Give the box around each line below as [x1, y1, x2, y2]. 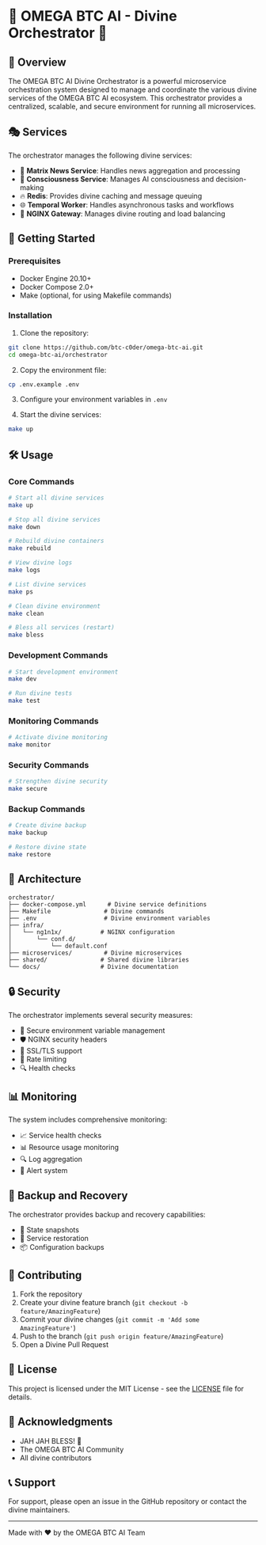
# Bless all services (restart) [8, 624, 115, 632]
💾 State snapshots [19, 1225, 79, 1235]
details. [8, 1392, 32, 1402]
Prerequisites [8, 256, 61, 267]
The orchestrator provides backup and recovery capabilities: [8, 1210, 206, 1220]
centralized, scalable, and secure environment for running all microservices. [8, 102, 256, 111]
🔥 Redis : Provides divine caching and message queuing [19, 191, 203, 200]
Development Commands [8, 650, 108, 661]
